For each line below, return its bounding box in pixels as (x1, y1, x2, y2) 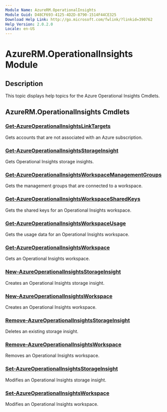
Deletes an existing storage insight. (5, 329, 78, 335)
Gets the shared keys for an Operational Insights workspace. (5, 207, 132, 213)
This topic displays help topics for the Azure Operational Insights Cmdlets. (5, 93, 160, 99)
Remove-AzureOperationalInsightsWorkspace (5, 341, 121, 348)
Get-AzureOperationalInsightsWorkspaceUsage (5, 220, 126, 227)
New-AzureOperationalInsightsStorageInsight (5, 268, 121, 275)
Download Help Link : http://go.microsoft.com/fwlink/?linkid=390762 (5, 17, 153, 22)
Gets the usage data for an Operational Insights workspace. (5, 231, 130, 237)
